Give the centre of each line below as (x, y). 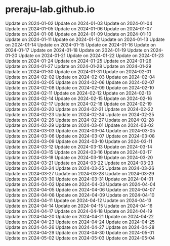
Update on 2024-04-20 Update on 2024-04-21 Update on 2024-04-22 (80, 216)
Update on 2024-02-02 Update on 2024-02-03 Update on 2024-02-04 (80, 77)
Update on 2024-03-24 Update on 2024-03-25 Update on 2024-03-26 (80, 168)
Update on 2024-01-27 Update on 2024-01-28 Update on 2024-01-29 (78, 66)
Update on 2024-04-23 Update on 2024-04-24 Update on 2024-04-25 (80, 222)
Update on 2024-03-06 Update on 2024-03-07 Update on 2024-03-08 (80, 136)
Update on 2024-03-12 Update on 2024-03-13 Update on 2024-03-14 (79, 146)
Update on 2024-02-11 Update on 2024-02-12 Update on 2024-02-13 (78, 93)
